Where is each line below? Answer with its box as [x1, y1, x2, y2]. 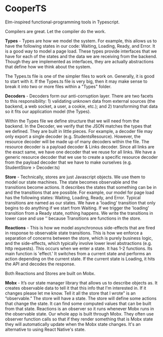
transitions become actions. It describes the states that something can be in [5, 184, 157, 190]
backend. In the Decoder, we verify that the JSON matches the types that [5, 123, 152, 129]
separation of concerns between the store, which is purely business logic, [5, 235, 153, 241]
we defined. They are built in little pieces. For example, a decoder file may [5, 128, 153, 134]
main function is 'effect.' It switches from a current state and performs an [5, 250, 151, 256]
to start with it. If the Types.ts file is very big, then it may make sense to [5, 78, 148, 84]
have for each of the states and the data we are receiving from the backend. [5, 53, 158, 59]
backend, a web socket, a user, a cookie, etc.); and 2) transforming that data [5, 103, 158, 109]
